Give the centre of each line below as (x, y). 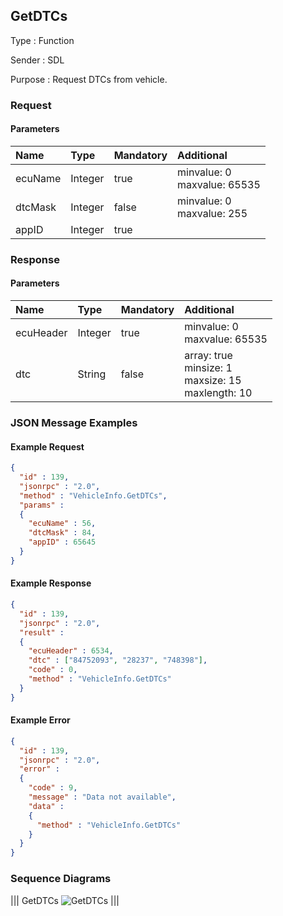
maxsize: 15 (213, 381)
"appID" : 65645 (62, 542)
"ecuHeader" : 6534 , (71, 651)
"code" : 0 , (53, 670)
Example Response (51, 583)
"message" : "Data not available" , (102, 797)
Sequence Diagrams (61, 879)
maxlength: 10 (218, 393)
